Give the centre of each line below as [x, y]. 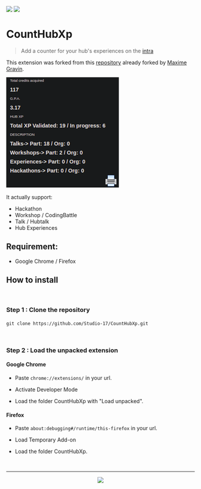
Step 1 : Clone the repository [48, 310]
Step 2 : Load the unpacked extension [62, 350]
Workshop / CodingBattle [46, 215]
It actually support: [29, 197]
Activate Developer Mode [46, 389]
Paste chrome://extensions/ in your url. [63, 377]
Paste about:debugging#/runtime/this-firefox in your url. [86, 428]
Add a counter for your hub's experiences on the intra [87, 50]
